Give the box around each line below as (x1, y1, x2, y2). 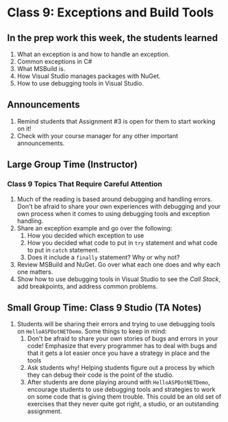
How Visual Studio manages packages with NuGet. (16, 72, 161, 80)
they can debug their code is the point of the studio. (27, 371, 175, 379)
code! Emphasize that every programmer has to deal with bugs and (27, 342, 217, 350)
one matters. (16, 267, 53, 276)
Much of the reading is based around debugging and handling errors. (16, 195, 212, 203)
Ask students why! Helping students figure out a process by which (27, 364, 215, 372)
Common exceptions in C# (16, 57, 92, 66)
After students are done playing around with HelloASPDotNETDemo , (27, 378, 210, 386)
